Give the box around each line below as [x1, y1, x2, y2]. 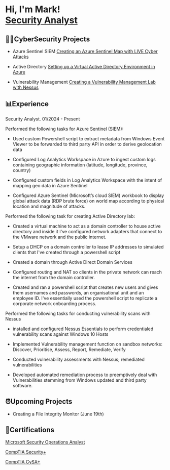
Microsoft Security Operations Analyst [5, 439, 85, 445]
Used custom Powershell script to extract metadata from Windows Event [12, 135, 165, 141]
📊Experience [5, 100, 49, 108]
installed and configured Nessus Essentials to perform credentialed [12, 326, 154, 332]
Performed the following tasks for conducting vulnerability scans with [5, 310, 151, 316]
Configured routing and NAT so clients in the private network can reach [12, 269, 162, 275]
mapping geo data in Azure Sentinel [12, 182, 88, 188]
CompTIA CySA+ [5, 459, 41, 465]
